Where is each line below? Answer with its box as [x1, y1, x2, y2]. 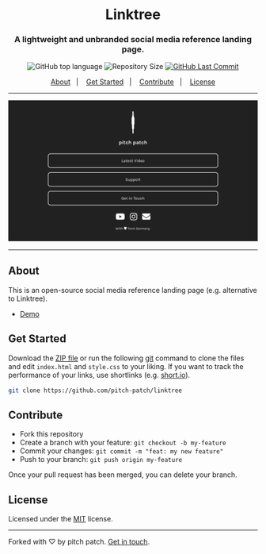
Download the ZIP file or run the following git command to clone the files [8, 353, 245, 363]
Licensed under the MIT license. [8, 514, 113, 524]
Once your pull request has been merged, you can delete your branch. [8, 470, 237, 479]
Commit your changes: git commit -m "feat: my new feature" [19, 446, 224, 456]
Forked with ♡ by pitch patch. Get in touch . [8, 537, 150, 547]
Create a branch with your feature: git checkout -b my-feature [19, 438, 226, 448]
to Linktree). [8, 294, 47, 303]
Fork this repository [19, 429, 84, 439]
